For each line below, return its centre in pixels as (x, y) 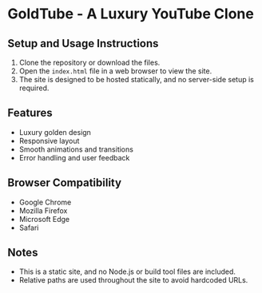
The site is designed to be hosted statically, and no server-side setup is (137, 79)
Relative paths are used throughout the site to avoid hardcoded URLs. (133, 280)
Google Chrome (45, 202)
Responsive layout (49, 141)
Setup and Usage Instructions (83, 44)
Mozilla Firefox (43, 210)
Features (30, 113)
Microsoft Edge (44, 219)
